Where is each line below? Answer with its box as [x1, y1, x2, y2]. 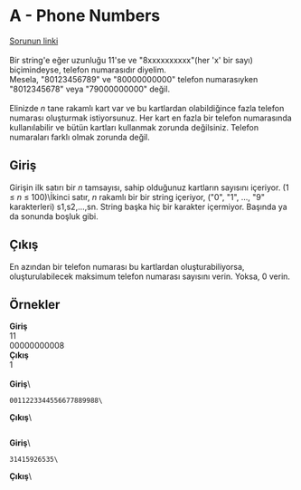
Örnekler [9, 296, 61, 312]
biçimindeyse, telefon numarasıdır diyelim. [9, 64, 167, 75]
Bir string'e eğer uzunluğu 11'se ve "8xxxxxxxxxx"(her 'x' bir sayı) [9, 54, 253, 65]
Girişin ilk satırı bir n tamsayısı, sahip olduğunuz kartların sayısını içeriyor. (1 [9, 182, 289, 193]
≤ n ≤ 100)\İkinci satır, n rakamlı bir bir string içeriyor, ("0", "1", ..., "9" [9, 191, 265, 202]
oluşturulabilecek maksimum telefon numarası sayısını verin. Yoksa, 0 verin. [9, 271, 291, 282]
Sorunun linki [9, 35, 59, 46]
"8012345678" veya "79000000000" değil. [9, 83, 170, 94]
